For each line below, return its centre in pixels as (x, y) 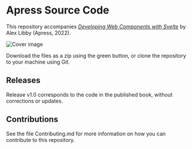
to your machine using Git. (38, 62)
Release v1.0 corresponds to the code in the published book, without (89, 94)
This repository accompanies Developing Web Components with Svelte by (96, 27)
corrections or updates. (34, 101)
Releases (23, 80)
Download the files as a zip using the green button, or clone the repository (96, 55)
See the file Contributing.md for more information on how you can (86, 134)
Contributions (32, 119)
